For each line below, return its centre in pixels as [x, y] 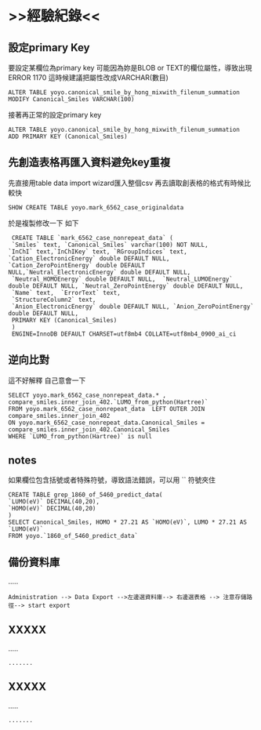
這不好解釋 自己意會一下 [47, 380]
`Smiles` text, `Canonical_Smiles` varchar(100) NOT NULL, [110, 245]
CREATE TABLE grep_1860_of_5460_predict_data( [85, 495]
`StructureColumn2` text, [54, 300]
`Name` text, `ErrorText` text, [66, 292]
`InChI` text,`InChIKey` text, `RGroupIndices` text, [98, 252]
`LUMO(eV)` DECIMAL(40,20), [54, 502]
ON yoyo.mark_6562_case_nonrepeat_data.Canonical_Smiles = [107, 423]
